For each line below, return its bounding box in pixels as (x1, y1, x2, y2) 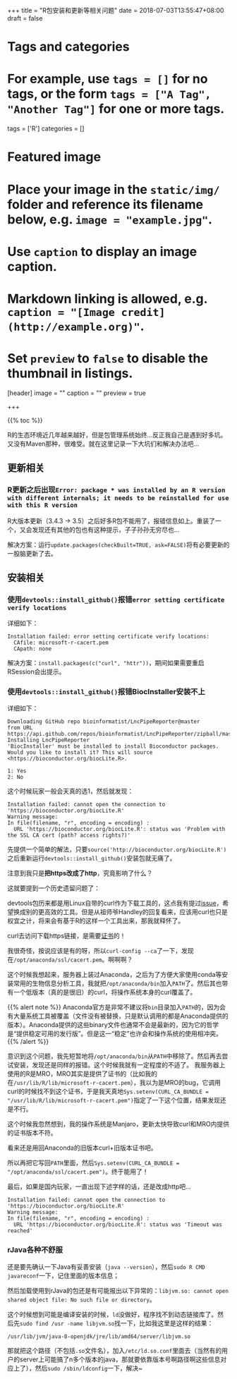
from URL (7, 724, 33, 731)
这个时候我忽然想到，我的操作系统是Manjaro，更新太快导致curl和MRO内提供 (7, 1120, 229, 1129)
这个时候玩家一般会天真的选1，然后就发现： (7, 787, 134, 796)
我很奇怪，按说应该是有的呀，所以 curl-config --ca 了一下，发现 (7, 947, 194, 955)
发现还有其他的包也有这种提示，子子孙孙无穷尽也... (31, 525, 180, 534)
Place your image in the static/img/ (7, 181, 220, 198)
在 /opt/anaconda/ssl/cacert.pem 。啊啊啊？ (7, 955, 133, 964)
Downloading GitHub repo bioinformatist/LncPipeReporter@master (7, 718, 200, 725)
